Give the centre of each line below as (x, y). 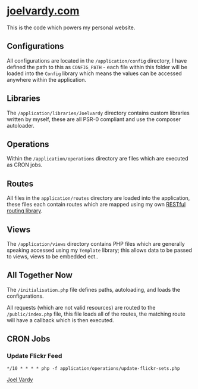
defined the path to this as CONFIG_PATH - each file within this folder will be (97, 67)
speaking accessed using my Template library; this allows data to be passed (99, 250)
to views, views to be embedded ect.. (53, 257)
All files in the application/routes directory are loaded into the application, (98, 198)
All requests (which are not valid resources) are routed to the (81, 307)
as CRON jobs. (25, 165)
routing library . (25, 211)
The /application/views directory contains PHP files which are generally (96, 244)
